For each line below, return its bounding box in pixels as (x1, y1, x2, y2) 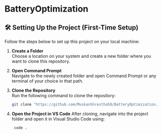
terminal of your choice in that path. (11, 78, 84, 84)
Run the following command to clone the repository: (11, 93, 116, 98)
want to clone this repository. (11, 58, 70, 64)
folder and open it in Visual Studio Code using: (11, 116, 105, 122)
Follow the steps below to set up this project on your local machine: (4, 39, 140, 44)
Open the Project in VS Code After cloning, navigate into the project (11, 111, 149, 117)
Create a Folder (11, 48, 44, 54)
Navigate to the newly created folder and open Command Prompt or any (11, 73, 157, 79)
